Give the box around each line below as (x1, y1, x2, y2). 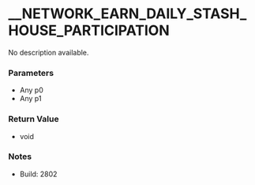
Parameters (8, 67, 54, 78)
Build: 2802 (19, 169, 58, 179)
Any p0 (19, 85, 43, 95)
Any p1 (19, 94, 42, 104)
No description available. (8, 47, 89, 57)
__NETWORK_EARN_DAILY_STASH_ (8, 5, 247, 23)
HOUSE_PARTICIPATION (8, 21, 170, 40)
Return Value (8, 114, 59, 125)
